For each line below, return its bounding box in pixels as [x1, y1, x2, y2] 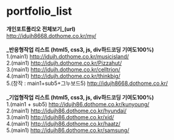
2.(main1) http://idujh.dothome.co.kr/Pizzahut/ [6, 59, 122, 67]
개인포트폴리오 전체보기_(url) [6, 25, 76, 32]
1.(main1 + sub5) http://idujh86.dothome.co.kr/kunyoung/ [6, 100, 150, 108]
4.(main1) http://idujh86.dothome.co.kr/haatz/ [6, 120, 121, 127]
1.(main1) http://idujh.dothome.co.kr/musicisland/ [6, 53, 129, 60]
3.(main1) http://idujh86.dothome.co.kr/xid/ [6, 113, 114, 120]
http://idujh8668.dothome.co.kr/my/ [6, 32, 96, 39]
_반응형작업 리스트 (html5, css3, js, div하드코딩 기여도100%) [6, 46, 154, 53]
